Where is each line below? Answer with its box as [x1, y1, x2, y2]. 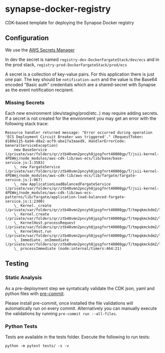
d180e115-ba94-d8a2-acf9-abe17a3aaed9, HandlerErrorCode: [5, 139, 126, 144]
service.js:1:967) [5, 178, 43, 183]
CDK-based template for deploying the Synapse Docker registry [5, 20, 134, 26]
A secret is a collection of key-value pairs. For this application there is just [5, 71, 155, 77]
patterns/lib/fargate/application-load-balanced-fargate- [5, 195, 126, 200]
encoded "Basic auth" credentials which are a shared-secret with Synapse [5, 81, 156, 87]
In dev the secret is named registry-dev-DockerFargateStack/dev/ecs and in [5, 56, 160, 62]
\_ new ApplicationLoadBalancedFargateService [14, 182, 111, 187]
